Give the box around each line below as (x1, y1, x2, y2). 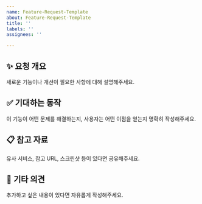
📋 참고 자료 (6, 135, 49, 145)
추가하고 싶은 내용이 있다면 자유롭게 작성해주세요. (6, 191, 124, 199)
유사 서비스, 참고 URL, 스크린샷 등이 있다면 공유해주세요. (6, 155, 140, 162)
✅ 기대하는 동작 (6, 98, 61, 108)
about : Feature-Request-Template (6, 15, 91, 21)
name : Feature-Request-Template (6, 9, 88, 15)
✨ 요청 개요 (6, 61, 47, 71)
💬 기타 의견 (6, 174, 46, 185)
